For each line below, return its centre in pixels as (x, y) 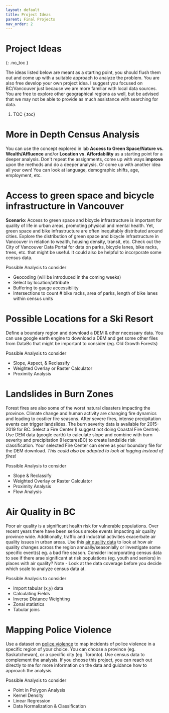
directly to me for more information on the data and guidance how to (76, 665)
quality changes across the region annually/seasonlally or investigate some (83, 547)
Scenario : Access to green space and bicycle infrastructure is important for (84, 220)
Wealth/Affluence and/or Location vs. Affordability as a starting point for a (84, 154)
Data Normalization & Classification (49, 706)
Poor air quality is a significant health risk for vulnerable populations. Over (82, 526)
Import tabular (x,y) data (38, 588)
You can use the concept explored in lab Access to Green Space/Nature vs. (84, 148)
